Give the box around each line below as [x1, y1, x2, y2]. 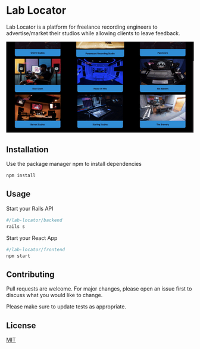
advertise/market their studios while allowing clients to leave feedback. [6, 29, 180, 36]
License [6, 320, 36, 331]
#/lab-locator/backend [6, 217, 62, 223]
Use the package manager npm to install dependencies [6, 160, 142, 168]
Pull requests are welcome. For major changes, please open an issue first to [6, 285, 192, 292]
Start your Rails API [6, 205, 54, 212]
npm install [6, 172, 36, 179]
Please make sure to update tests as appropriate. [6, 303, 127, 310]
